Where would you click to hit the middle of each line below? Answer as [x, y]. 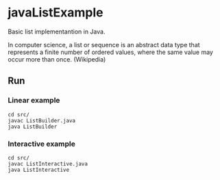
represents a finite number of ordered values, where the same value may [110, 52]
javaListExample [56, 13]
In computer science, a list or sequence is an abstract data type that [104, 44]
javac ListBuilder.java [42, 120]
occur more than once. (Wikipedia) [57, 59]
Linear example [34, 101]
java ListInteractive [39, 170]
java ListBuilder [33, 127]
